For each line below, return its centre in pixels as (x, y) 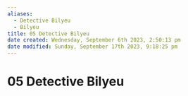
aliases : (20, 14)
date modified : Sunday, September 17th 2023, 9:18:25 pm (93, 47)
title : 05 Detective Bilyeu (49, 34)
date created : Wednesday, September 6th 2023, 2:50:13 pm (94, 40)
